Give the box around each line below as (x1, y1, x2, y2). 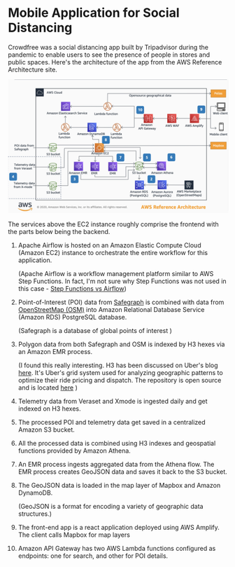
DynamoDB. (17, 489, 53, 497)
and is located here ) (17, 383, 78, 392)
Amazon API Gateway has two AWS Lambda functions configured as (17, 545, 216, 553)
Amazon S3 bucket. (17, 425, 76, 434)
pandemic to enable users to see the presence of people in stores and (8, 50, 211, 59)
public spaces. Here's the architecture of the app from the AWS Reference (8, 57, 222, 66)
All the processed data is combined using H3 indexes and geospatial (17, 439, 216, 448)
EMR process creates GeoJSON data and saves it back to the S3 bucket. (17, 467, 228, 476)
